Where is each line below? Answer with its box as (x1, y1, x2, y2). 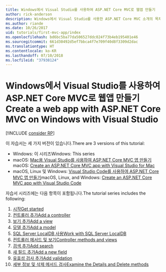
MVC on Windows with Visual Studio (5, 114, 159, 125)
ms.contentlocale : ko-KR (5, 48, 57, 53)
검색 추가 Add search (12, 243, 54, 249)
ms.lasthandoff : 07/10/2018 (5, 53, 64, 58)
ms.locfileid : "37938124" (5, 58, 59, 63)
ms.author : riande (5, 21, 43, 26)
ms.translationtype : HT (5, 44, 55, 49)
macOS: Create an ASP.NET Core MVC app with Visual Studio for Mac (12, 163, 155, 169)
